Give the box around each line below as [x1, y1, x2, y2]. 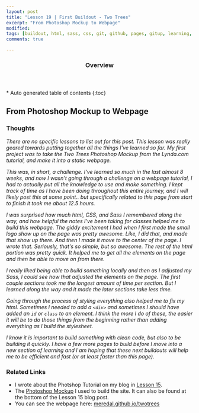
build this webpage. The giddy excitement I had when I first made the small [6, 224, 190, 231]
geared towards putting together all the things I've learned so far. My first [6, 144, 186, 151]
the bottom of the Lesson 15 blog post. [14, 393, 110, 401]
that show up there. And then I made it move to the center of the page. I [6, 236, 182, 243]
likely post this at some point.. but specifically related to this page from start [6, 193, 192, 201]
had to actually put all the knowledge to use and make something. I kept [6, 180, 183, 188]
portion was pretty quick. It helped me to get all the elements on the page [6, 249, 186, 256]
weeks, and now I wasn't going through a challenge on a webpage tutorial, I [6, 174, 192, 182]
